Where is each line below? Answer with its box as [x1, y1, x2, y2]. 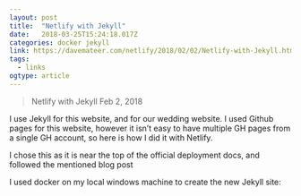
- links [17, 64, 47, 72]
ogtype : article [9, 72, 70, 81]
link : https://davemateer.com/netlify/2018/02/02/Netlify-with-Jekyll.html [9, 47, 298, 55]
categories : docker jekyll [9, 38, 110, 47]
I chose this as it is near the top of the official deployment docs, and [9, 149, 260, 160]
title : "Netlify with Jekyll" [9, 21, 126, 30]
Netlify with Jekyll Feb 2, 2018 [30, 96, 143, 107]
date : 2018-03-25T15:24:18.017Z [9, 30, 139, 38]
